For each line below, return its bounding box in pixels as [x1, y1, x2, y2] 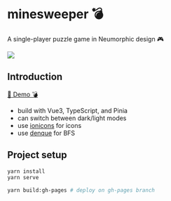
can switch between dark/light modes [17, 114, 127, 122]
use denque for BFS [17, 129, 76, 137]
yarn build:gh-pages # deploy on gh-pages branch [7, 187, 156, 194]
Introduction [7, 71, 63, 83]
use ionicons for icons [17, 121, 82, 129]
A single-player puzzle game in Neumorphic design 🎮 [7, 34, 164, 43]
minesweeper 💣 [7, 6, 104, 22]
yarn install [7, 167, 46, 175]
